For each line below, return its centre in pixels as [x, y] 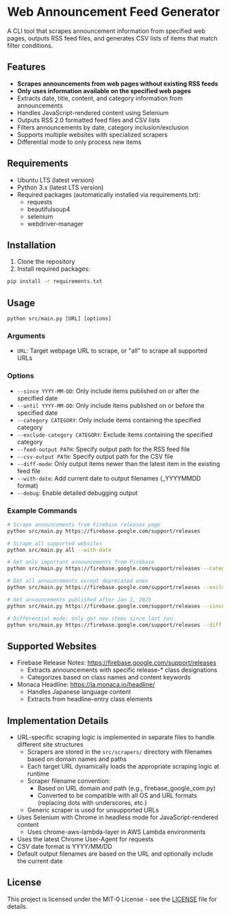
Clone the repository [46, 262]
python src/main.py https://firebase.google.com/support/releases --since [116, 606]
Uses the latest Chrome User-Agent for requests [85, 839]
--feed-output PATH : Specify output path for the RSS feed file [103, 449]
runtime [38, 774]
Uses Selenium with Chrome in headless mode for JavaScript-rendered [117, 817]
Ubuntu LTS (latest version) [55, 180]
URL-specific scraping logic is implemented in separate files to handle [116, 737]
